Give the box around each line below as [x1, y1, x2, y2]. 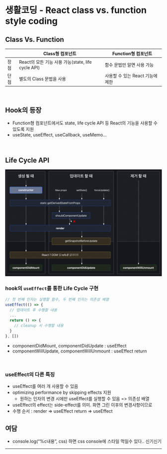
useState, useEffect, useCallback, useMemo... [12, 132, 107, 138]
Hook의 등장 [5, 106, 42, 114]
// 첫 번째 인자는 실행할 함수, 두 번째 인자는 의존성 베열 [5, 297, 109, 302]
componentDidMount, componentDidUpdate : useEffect [12, 342, 127, 348]
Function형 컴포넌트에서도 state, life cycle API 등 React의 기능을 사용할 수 [12, 120, 158, 126]
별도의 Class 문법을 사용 [19, 76, 66, 82]
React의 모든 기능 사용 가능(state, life [19, 59, 92, 65]
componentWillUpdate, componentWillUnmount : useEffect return [12, 348, 147, 354]
